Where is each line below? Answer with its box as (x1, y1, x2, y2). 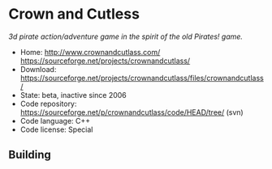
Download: (19, 64, 57, 74)
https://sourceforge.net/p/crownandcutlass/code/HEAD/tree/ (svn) (19, 107, 244, 117)
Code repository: (19, 99, 77, 108)
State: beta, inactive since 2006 (19, 90, 127, 99)
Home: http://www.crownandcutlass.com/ (19, 47, 161, 57)
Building (8, 148, 51, 162)
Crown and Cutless (8, 5, 140, 23)
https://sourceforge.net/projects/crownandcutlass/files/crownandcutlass (19, 73, 264, 82)
